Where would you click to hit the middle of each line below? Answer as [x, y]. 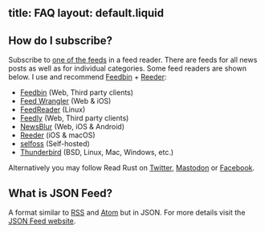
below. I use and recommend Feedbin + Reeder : [88, 77]
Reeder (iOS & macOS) [57, 135]
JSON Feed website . [42, 221]
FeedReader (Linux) [53, 110]
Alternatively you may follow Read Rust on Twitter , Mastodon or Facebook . [132, 168]
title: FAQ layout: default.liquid [86, 13]
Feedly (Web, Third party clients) [74, 118]
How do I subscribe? [61, 41]
